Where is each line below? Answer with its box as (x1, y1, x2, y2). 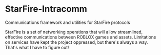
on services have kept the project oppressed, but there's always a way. (5, 39, 148, 45)
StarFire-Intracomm (5, 3, 87, 15)
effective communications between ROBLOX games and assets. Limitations (5, 34, 156, 40)
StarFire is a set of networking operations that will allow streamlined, (5, 29, 143, 35)
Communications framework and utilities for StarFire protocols (5, 19, 130, 25)
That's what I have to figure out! (5, 44, 69, 50)
